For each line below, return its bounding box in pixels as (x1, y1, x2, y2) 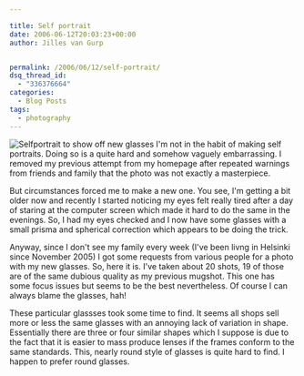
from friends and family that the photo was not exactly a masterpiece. (9, 168, 271, 178)
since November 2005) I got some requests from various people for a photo (9, 251, 294, 262)
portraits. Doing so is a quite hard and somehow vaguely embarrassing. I (9, 147, 282, 159)
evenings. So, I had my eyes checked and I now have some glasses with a (9, 214, 287, 225)
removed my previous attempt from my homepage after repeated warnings (9, 158, 290, 168)
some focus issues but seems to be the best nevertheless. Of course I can (9, 279, 289, 291)
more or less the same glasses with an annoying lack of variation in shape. (9, 317, 289, 328)
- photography (17, 113, 71, 123)
